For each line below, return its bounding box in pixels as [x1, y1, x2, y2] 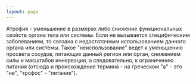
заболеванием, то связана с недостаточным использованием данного [6, 37, 186, 45]
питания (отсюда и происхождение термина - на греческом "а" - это [6, 63, 183, 70]
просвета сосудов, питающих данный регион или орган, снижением [6, 50, 181, 57]
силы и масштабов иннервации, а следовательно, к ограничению [6, 56, 174, 64]
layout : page [6, 8, 39, 15]
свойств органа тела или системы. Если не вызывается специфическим [6, 31, 190, 39]
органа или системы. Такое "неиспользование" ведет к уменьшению [6, 44, 183, 51]
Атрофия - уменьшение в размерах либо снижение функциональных [6, 25, 183, 32]
